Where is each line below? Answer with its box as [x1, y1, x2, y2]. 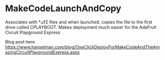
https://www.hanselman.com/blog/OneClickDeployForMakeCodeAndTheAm [5, 44, 160, 50]
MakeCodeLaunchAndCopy [5, 3, 122, 14]
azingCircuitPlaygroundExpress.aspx [5, 49, 80, 55]
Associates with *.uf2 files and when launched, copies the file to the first [5, 19, 153, 25]
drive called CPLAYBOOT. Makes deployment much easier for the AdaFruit [5, 24, 157, 30]
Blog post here [5, 39, 35, 44]
